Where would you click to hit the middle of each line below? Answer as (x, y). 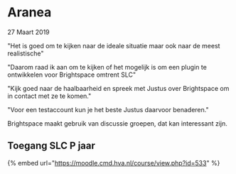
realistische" (26, 53)
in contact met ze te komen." (49, 96)
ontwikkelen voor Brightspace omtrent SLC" (72, 75)
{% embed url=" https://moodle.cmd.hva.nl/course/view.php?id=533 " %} (114, 163)
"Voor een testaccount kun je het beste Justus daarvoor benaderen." (108, 109)
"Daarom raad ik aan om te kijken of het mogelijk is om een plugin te (107, 67)
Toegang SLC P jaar (52, 146)
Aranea (29, 12)
